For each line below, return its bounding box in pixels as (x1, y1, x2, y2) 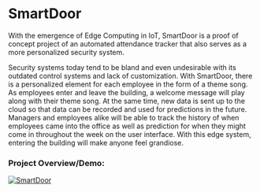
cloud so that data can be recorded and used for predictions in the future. (8, 104, 247, 114)
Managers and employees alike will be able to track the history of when (8, 113, 240, 122)
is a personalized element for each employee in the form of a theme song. (8, 79, 248, 89)
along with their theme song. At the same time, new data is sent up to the (8, 96, 246, 105)
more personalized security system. (8, 47, 124, 57)
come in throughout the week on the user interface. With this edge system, (8, 129, 251, 138)
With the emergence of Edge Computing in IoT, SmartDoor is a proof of (8, 31, 239, 40)
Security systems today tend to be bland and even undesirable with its (8, 62, 236, 72)
